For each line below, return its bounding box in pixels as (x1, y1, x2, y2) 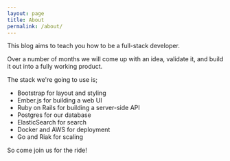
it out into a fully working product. (7, 63, 103, 71)
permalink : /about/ (7, 23, 63, 30)
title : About (7, 17, 45, 23)
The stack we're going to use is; (7, 76, 98, 84)
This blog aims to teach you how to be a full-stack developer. (7, 42, 180, 50)
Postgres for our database (16, 111, 91, 119)
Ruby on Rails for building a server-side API (16, 104, 141, 112)
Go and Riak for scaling (16, 133, 84, 141)
